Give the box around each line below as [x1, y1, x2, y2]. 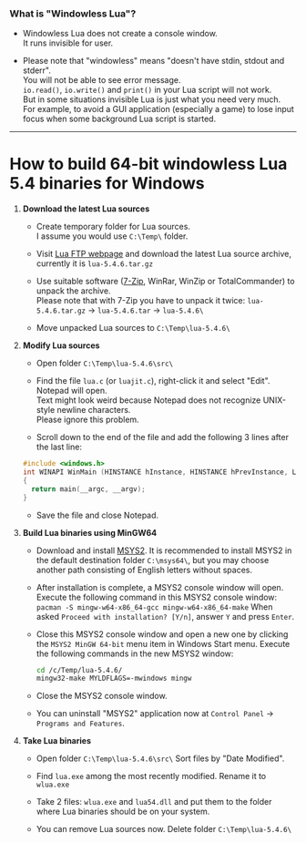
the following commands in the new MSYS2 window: [36, 648, 234, 659]
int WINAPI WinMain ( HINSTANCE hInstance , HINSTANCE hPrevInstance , [22, 468, 289, 477]
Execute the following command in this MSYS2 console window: [36, 591, 278, 602]
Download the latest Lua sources [22, 203, 150, 214]
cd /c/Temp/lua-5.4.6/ [36, 665, 123, 674]
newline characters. [56, 405, 131, 416]
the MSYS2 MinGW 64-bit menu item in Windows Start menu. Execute [36, 638, 291, 649]
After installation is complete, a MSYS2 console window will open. [36, 581, 284, 592]
